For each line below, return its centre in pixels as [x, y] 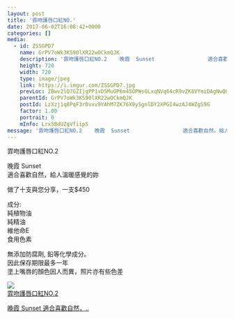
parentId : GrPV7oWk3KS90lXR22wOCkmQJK [76, 98]
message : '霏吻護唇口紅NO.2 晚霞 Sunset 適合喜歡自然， [113, 131]
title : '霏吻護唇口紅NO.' [42, 20]
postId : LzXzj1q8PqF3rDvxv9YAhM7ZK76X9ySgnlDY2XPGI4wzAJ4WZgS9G [115, 105]
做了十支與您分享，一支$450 [49, 190]
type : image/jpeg [45, 79]
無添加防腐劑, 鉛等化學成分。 [49, 254]
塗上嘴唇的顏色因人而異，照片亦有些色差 [65, 272]
